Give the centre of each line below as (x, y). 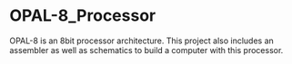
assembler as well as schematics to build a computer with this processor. (146, 50)
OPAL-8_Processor (83, 16)
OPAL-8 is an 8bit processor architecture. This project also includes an (142, 41)
